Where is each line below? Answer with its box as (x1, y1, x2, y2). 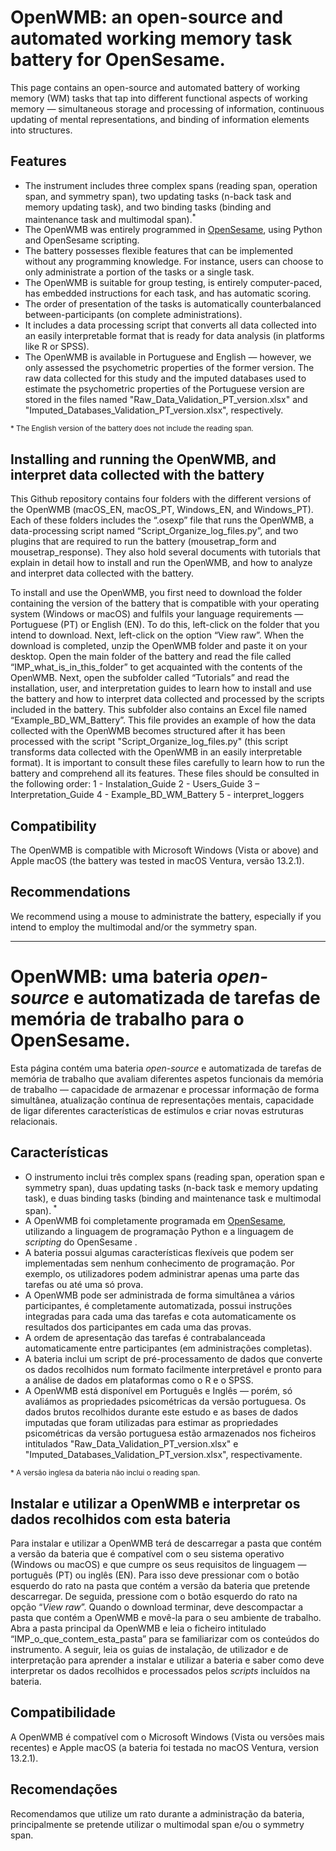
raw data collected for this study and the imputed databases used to (24, 372, 307, 385)
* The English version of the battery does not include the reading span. (10, 424, 254, 434)
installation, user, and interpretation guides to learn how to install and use (10, 682, 312, 695)
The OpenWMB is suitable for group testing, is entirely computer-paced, (24, 277, 323, 289)
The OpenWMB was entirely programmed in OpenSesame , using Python (24, 224, 323, 236)
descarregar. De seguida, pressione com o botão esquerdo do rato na (10, 1591, 298, 1603)
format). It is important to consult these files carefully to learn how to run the (10, 757, 325, 769)
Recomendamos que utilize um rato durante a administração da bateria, (10, 1807, 305, 1820)
